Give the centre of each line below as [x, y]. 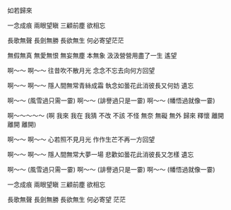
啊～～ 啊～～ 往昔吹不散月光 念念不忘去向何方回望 [81, 70]
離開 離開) [22, 124]
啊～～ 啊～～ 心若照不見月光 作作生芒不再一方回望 [81, 139]
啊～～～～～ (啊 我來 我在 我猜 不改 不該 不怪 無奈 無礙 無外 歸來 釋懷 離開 [116, 116]
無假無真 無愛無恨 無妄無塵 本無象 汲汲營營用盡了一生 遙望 [92, 56]
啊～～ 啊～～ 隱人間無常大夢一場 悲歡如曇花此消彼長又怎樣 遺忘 [101, 154]
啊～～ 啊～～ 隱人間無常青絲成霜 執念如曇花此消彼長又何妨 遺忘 [101, 86]
